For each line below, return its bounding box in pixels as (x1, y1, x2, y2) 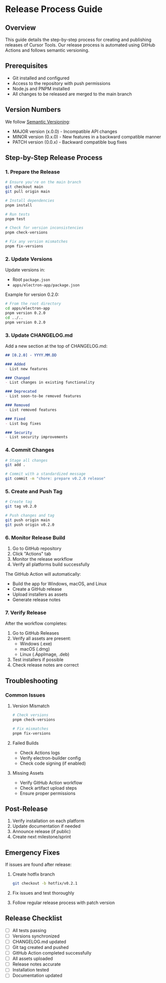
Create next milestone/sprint (12, 834, 71, 840)
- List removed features (5, 407, 57, 412)
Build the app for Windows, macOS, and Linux (12, 581, 107, 587)
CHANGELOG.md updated (12, 939, 66, 945)
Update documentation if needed (12, 823, 81, 829)
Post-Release (5, 805, 48, 813)
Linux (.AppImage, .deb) (19, 651, 70, 658)
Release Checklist (5, 914, 62, 923)
